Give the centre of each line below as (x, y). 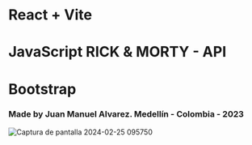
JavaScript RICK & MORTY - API (118, 52)
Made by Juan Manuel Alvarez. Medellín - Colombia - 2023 (126, 114)
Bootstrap (42, 89)
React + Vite (50, 15)
